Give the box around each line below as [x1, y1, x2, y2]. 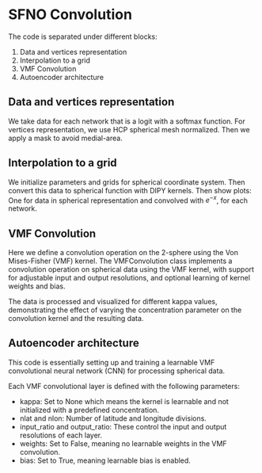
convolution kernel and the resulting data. [8, 314, 144, 323]
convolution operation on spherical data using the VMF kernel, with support [8, 265, 255, 274]
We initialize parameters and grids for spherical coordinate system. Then [8, 177, 245, 187]
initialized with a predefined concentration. [19, 405, 160, 414]
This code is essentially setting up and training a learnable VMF [8, 357, 215, 367]
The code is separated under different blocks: [8, 32, 158, 41]
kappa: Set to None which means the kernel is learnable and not [19, 396, 230, 406]
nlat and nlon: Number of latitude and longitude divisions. [19, 414, 207, 423]
